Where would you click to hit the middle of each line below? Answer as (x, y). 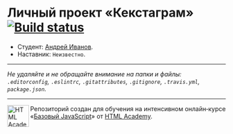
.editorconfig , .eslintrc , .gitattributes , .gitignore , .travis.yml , (103, 81)
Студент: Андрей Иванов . (55, 47)
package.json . (27, 89)
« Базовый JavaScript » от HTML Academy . (91, 116)
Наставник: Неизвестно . (51, 54)
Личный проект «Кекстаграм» (101, 13)
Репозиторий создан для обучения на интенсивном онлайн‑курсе (128, 108)
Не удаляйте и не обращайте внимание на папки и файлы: (94, 74)
